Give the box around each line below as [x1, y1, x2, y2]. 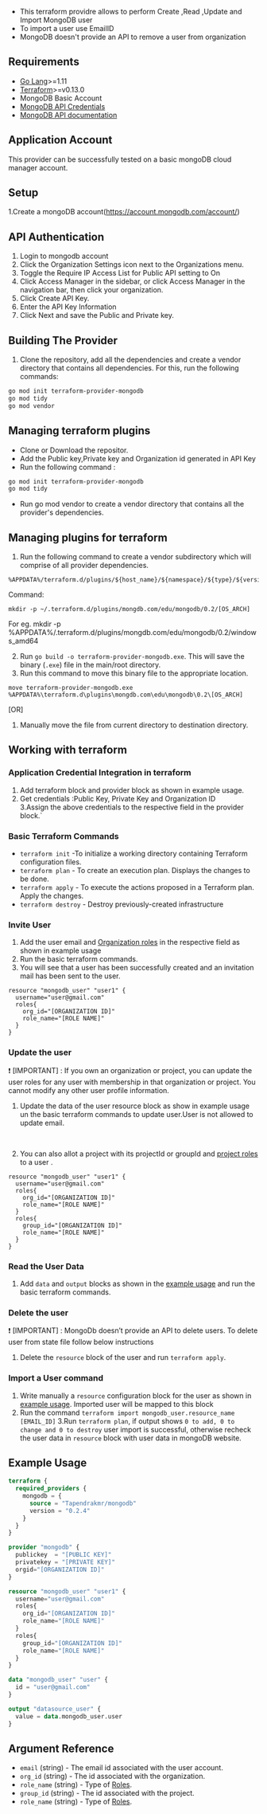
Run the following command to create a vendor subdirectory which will [19, 552, 252, 562]
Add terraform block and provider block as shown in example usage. [19, 785, 245, 795]
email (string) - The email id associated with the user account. [19, 1763, 224, 1773]
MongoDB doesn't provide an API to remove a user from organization [19, 32, 246, 41]
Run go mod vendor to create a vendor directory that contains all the [19, 500, 245, 509]
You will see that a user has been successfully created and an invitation [19, 963, 254, 973]
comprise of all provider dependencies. [19, 561, 149, 570]
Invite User [8, 919, 52, 931]
